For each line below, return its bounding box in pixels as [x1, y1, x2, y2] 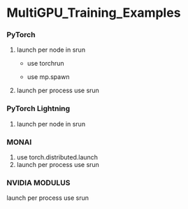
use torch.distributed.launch [16, 153, 99, 161]
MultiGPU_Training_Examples [6, 5, 181, 21]
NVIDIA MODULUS [6, 178, 71, 187]
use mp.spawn [27, 73, 70, 81]
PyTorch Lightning [6, 103, 71, 113]
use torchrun [27, 59, 64, 68]
